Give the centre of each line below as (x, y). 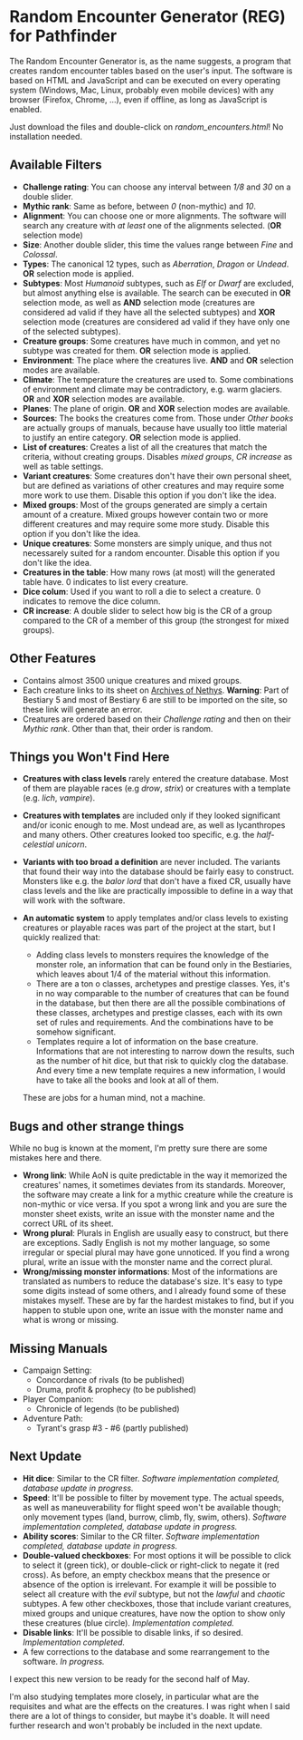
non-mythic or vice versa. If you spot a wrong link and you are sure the (155, 1204)
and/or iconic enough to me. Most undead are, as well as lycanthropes (154, 825)
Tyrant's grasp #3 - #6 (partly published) (112, 1428)
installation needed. (46, 136)
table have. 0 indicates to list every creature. (105, 581)
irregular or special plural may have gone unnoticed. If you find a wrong (156, 1252)
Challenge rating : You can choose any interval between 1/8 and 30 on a (156, 187)
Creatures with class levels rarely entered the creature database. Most (156, 779)
